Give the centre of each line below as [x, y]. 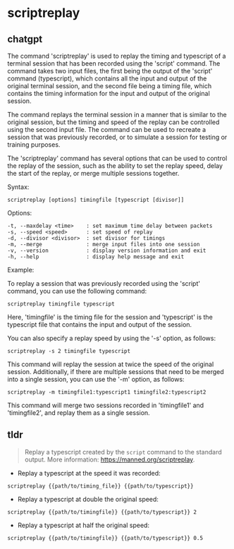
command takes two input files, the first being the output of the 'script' [110, 71]
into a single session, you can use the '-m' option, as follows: [96, 379]
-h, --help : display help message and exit [96, 257]
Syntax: [18, 187]
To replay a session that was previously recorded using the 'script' [104, 283]
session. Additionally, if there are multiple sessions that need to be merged [116, 372]
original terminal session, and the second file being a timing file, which [110, 86]
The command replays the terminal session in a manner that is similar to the [117, 115]
